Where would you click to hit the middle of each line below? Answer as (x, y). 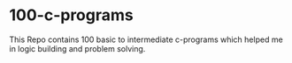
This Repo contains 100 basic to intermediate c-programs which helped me (146, 39)
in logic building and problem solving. (77, 48)
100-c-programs (72, 15)
